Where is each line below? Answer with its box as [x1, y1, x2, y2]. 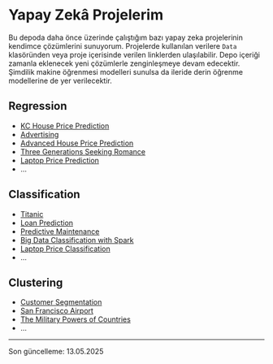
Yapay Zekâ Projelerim [8, 6, 164, 24]
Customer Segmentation [19, 297, 102, 307]
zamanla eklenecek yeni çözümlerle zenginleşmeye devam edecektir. [8, 58, 240, 68]
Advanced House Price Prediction [19, 138, 134, 148]
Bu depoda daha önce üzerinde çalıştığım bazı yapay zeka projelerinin [8, 32, 244, 42]
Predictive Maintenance [19, 226, 100, 236]
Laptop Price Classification [19, 244, 111, 253]
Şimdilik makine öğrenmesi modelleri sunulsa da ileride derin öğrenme [8, 67, 244, 76]
